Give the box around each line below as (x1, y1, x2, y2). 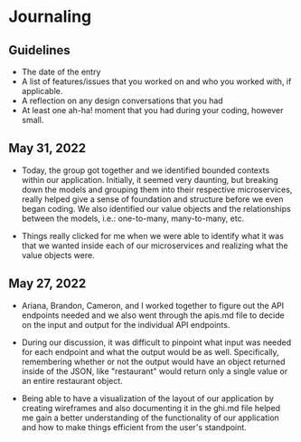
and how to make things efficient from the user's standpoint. (21, 421, 248, 432)
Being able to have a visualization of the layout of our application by (21, 392, 275, 404)
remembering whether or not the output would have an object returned (21, 356, 286, 367)
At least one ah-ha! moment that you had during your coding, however (21, 105, 284, 115)
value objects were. (21, 249, 96, 260)
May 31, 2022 (8, 140, 87, 156)
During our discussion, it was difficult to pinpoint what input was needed (21, 337, 292, 348)
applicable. (21, 86, 63, 96)
